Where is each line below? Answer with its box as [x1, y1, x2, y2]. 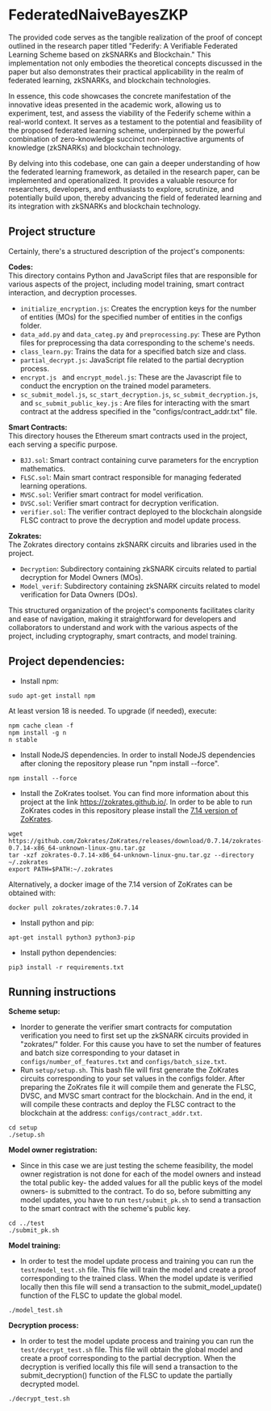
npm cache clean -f [8, 722, 74, 730]
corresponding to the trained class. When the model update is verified [19, 1273, 253, 1283]
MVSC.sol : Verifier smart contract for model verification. [19, 489, 204, 499]
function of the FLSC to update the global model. [19, 1290, 183, 1300]
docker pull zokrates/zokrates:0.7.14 [8, 904, 139, 912]
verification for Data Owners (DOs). [19, 589, 138, 600]
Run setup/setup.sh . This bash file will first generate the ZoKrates [19, 1066, 240, 1075]
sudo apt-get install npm [8, 692, 95, 700]
